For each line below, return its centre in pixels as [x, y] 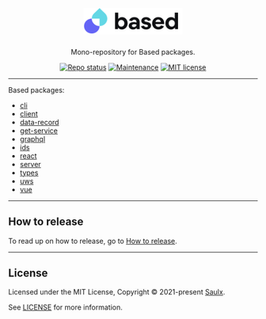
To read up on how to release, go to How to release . [93, 241]
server [30, 164]
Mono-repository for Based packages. [133, 51]
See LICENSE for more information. [65, 307]
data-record [39, 122]
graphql [32, 139]
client [28, 113]
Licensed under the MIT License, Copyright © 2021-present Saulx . [117, 292]
